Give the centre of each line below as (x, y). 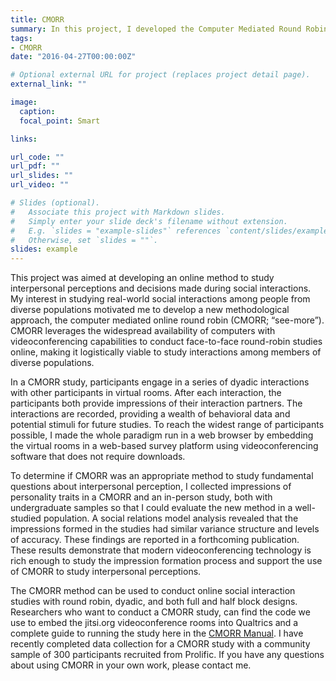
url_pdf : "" (35, 166)
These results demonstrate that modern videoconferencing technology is (161, 550)
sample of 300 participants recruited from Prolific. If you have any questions (167, 655)
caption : (37, 111)
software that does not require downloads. (98, 457)
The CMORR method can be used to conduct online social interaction (153, 591)
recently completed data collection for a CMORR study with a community (160, 644)
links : (24, 139)
